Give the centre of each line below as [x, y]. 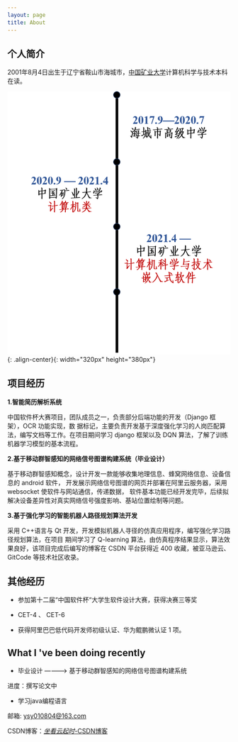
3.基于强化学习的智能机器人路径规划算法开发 [73, 515]
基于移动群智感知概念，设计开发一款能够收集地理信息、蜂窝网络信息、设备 [116, 474]
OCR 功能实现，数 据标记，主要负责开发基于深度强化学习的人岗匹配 [121, 426]
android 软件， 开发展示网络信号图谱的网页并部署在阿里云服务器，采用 [124, 482]
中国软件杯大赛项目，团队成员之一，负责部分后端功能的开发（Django [108, 417]
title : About [27, 22]
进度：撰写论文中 [32, 686]
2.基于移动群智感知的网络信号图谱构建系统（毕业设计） [88, 458]
